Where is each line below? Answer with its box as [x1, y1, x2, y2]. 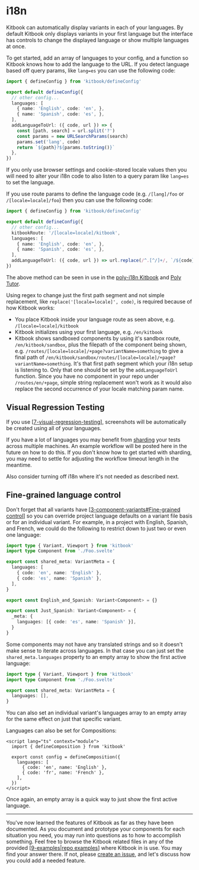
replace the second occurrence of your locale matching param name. [14, 385, 185, 392]
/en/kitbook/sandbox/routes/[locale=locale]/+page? [45, 355, 176, 361]
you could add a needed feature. [6, 857, 86, 864]
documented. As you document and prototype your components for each [6, 825, 185, 833]
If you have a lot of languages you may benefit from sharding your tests [6, 436, 181, 443]
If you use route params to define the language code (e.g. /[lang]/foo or [6, 190, 184, 197]
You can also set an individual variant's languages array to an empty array [6, 709, 187, 717]
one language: [6, 531, 41, 538]
